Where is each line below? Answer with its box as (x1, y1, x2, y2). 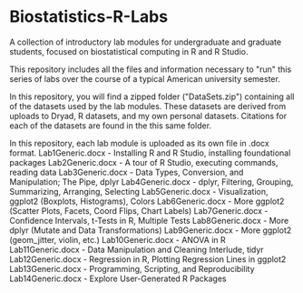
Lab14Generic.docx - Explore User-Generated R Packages (9, 273, 227, 284)
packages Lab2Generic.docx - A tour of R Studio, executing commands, (9, 157, 279, 167)
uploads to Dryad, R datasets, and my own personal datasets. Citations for (9, 110, 288, 121)
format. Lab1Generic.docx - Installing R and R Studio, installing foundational (9, 147, 291, 158)
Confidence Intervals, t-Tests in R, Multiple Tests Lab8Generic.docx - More (9, 215, 289, 226)
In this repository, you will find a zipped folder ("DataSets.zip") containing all (9, 91, 295, 102)
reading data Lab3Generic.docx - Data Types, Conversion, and (9, 167, 244, 177)
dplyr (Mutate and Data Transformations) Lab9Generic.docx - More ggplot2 (9, 225, 292, 236)
